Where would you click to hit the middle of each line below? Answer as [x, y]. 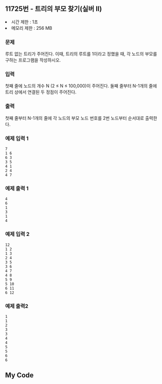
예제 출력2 [17, 306]
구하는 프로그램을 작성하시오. [33, 60]
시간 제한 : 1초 [25, 22]
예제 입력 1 [17, 138]
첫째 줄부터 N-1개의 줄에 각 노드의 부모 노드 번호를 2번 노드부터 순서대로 [75, 118]
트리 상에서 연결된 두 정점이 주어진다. [41, 92]
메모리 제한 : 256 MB [32, 28]
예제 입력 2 [17, 234]
